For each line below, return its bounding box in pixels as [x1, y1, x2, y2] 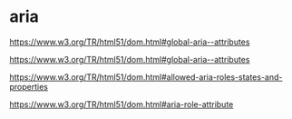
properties [9, 81, 48, 92]
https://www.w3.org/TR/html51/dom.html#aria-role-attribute [9, 98, 234, 110]
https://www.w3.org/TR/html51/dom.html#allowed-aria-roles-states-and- [9, 71, 283, 83]
